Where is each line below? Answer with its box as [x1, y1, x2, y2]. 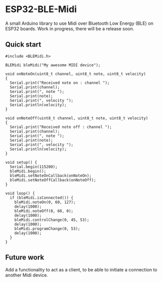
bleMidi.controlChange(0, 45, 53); [14, 217, 90, 222]
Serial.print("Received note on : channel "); [10, 80, 110, 85]
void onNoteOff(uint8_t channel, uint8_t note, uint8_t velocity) [5, 115, 148, 121]
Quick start [5, 40, 42, 49]
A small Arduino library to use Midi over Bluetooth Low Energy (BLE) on [5, 20, 153, 26]
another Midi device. [5, 272, 48, 278]
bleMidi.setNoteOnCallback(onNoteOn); [10, 173, 92, 178]
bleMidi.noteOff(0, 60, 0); [14, 208, 73, 213]
